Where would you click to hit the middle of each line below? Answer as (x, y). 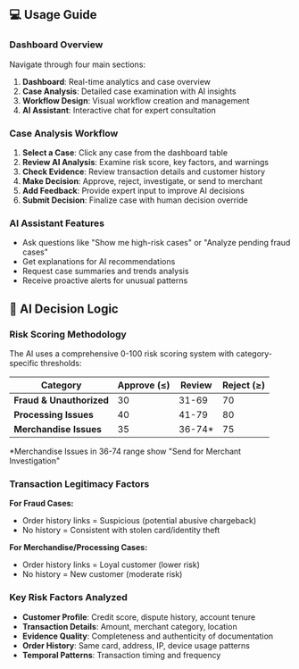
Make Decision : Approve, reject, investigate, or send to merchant (142, 180)
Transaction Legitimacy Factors (79, 483)
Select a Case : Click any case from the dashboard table (125, 152)
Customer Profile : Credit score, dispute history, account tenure (139, 617)
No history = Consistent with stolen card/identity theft (121, 531)
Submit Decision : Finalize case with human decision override (135, 200)
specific (24, 363)
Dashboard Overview (56, 45)
